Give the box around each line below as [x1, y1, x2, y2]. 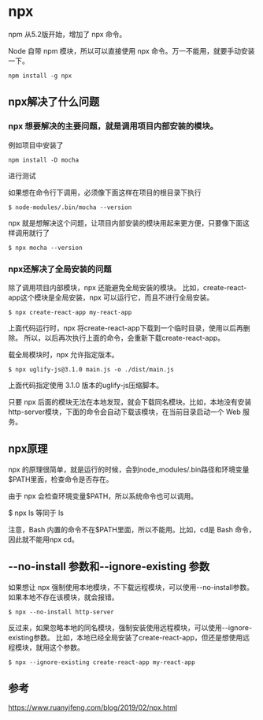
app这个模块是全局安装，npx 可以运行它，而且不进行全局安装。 [8, 293, 214, 302]
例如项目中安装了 [8, 140, 64, 150]
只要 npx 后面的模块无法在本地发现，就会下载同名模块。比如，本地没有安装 [8, 397, 252, 406]
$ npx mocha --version [8, 244, 83, 252]
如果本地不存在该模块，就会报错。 [8, 592, 119, 602]
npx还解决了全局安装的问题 [8, 263, 112, 274]
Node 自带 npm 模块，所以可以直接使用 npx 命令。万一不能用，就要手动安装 [8, 46, 255, 55]
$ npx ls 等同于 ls [8, 508, 65, 517]
